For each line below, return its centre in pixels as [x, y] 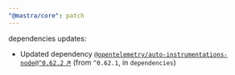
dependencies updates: [47, 38]
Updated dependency [56, 53]
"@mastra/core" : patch [46, 16]
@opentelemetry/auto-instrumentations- [161, 54]
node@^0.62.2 [42, 63]
